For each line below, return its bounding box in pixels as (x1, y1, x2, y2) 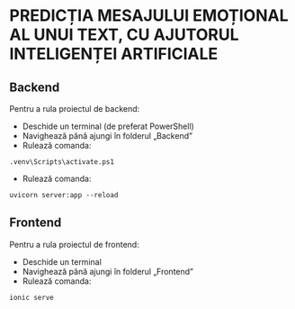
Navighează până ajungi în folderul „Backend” (22, 131, 193, 141)
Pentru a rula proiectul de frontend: (9, 239, 139, 250)
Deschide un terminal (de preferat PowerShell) (22, 121, 195, 132)
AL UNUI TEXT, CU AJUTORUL (9, 24, 240, 45)
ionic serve (9, 293, 54, 302)
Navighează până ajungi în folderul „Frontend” (22, 266, 194, 277)
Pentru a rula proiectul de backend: (9, 104, 140, 114)
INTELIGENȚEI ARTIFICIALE (9, 44, 219, 64)
